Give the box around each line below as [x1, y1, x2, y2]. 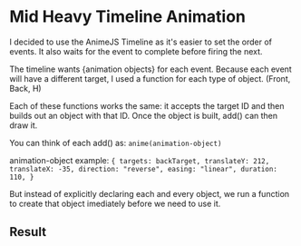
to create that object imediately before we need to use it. [9, 198, 221, 209]
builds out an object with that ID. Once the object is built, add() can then [9, 110, 278, 121]
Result [9, 224, 47, 240]
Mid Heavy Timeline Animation [9, 6, 247, 27]
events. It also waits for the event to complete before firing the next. [9, 45, 263, 56]
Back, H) [9, 83, 43, 93]
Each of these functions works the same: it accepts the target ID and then [9, 100, 285, 111]
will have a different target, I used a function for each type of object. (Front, [9, 73, 291, 84]
